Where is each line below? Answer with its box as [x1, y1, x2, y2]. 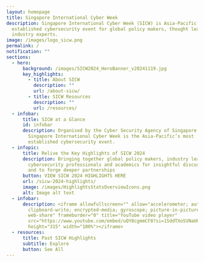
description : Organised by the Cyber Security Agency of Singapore [22, 128, 197, 134]
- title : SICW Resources [28, 94, 91, 100]
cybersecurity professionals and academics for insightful [28, 162, 181, 168]
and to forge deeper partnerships [28, 167, 115, 173]
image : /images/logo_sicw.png [6, 37, 83, 43]
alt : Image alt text [22, 190, 75, 196]
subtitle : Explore [22, 241, 69, 247]
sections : [6, 54, 32, 60]
